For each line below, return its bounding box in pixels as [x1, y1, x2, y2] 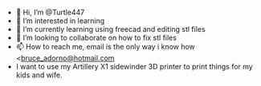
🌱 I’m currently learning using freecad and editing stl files [15, 25, 206, 33]
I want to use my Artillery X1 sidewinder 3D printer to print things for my [15, 62, 253, 71]
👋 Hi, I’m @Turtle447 [15, 8, 85, 17]
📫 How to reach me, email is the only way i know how [15, 42, 195, 51]
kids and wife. [15, 70, 63, 80]
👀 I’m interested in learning [15, 16, 105, 25]
